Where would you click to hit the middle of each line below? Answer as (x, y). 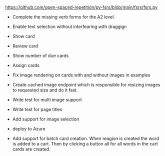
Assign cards (26, 65)
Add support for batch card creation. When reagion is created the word (86, 138)
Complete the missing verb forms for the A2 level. (63, 17)
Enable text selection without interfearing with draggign (69, 26)
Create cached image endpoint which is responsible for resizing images (86, 85)
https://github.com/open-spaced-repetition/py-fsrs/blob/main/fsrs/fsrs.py (81, 7)
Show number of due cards (40, 55)
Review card (25, 46)
